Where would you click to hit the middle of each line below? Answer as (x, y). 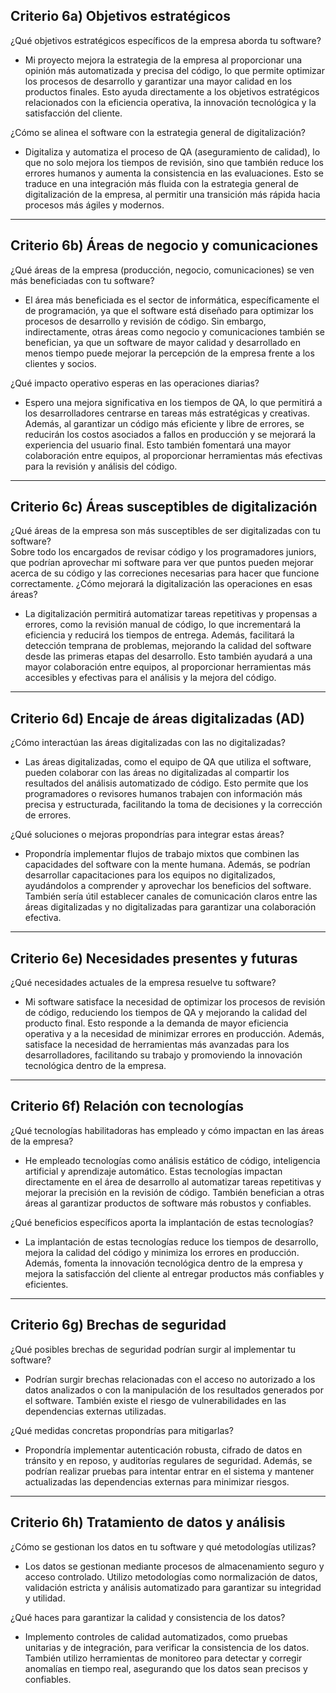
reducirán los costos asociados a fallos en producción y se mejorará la (170, 434)
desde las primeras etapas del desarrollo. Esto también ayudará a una (168, 656)
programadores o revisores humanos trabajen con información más (163, 794)
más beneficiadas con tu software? (82, 280)
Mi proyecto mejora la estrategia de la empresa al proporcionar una (163, 60)
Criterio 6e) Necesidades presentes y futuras (154, 958)
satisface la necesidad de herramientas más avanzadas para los (157, 1045)
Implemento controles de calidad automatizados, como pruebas (156, 1636)
